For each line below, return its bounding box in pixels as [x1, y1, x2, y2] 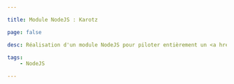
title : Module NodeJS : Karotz [7, 16, 98, 23]
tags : [7, 53, 23, 61]
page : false [7, 28, 42, 35]
